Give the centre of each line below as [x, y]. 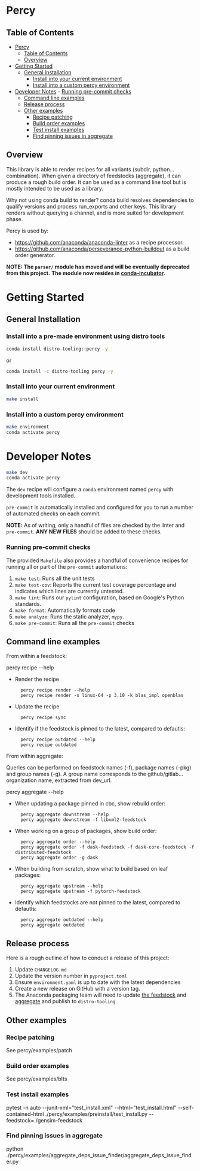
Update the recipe [37, 707]
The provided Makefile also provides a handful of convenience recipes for [97, 560]
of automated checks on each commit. [54, 514]
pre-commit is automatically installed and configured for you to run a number [100, 508]
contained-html [25, 1114]
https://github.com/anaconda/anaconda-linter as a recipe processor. [99, 242]
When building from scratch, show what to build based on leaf [91, 869]
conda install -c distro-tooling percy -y [60, 371]
